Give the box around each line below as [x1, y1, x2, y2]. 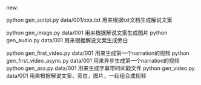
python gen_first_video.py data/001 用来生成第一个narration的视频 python [6, 49, 189, 57]
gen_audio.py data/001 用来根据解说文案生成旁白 [6, 37, 128, 43]
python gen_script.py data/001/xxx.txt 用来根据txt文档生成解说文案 [6, 16, 173, 24]
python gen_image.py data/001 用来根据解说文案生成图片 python [6, 29, 168, 36]
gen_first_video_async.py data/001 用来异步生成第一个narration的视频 [6, 57, 180, 64]
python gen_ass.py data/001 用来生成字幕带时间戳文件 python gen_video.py [6, 65, 195, 72]
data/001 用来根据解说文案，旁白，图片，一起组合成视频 [6, 72, 147, 79]
